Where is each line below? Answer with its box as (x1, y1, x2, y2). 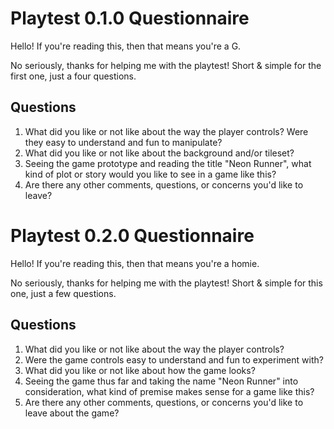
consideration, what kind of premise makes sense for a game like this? (24, 385, 315, 397)
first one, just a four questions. (10, 70, 137, 82)
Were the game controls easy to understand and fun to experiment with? (24, 353, 324, 366)
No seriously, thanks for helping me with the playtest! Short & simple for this (10, 277, 323, 289)
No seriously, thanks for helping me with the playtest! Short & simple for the (10, 59, 322, 71)
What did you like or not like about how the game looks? (24, 364, 256, 376)
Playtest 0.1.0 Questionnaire (10, 7, 250, 30)
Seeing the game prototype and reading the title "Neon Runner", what (24, 157, 312, 169)
